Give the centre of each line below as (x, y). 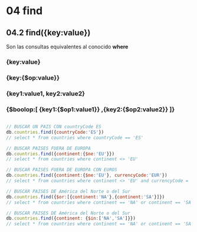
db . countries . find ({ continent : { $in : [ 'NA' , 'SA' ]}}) (71, 218)
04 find (24, 11)
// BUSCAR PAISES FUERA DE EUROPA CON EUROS (62, 170)
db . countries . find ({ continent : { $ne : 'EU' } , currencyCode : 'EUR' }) (87, 175)
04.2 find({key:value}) (48, 33)
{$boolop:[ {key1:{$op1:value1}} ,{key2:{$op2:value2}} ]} (91, 109)
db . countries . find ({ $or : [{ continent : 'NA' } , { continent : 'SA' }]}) (86, 197)
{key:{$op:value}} (33, 78)
